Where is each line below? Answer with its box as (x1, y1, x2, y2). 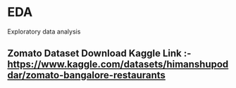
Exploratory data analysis (7, 27, 81, 36)
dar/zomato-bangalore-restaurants (7, 69, 166, 81)
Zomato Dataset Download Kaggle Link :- (7, 47, 192, 59)
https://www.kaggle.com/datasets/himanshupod (7, 59, 229, 71)
